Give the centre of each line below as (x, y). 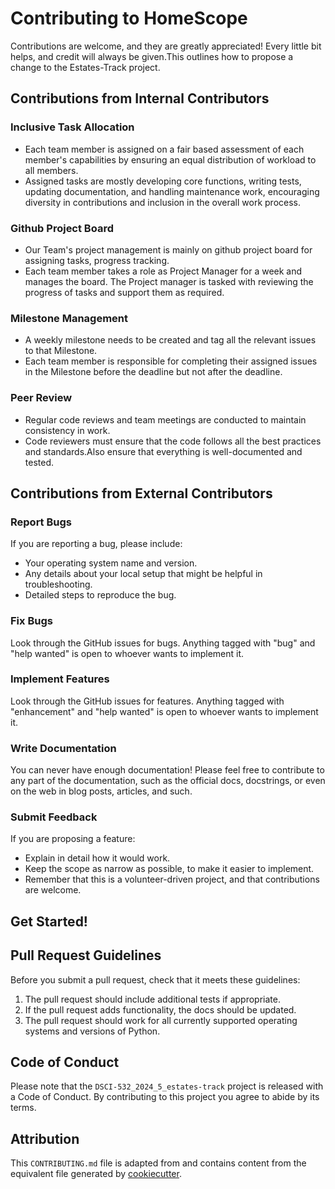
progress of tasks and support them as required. (124, 292)
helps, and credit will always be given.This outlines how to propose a (152, 56)
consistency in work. (67, 430)
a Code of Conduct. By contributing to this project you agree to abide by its (165, 1097)
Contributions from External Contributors (141, 493)
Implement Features (60, 679)
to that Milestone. (61, 351)
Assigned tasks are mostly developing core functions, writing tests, (163, 181)
